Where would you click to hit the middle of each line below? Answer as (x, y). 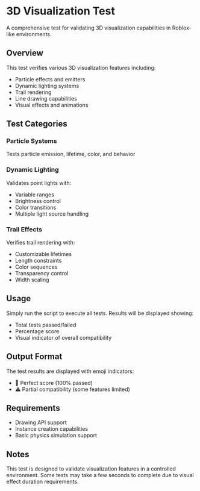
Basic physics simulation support (56, 436)
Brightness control (38, 201)
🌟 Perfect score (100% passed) (54, 383)
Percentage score (37, 331)
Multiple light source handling (52, 214)
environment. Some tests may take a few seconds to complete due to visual (100, 475)
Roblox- (182, 28)
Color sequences (36, 267)
